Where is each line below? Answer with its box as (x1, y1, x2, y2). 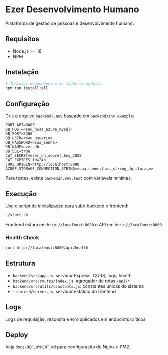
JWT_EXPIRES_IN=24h (5, 158, 46, 163)
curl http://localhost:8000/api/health (5, 245, 89, 251)
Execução (5, 189, 37, 198)
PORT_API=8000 (5, 123, 35, 128)
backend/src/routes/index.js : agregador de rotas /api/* (12, 278, 130, 284)
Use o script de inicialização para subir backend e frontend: (5, 203, 129, 209)
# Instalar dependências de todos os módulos (5, 81, 102, 86)
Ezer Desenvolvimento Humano (5, 4, 139, 15)
